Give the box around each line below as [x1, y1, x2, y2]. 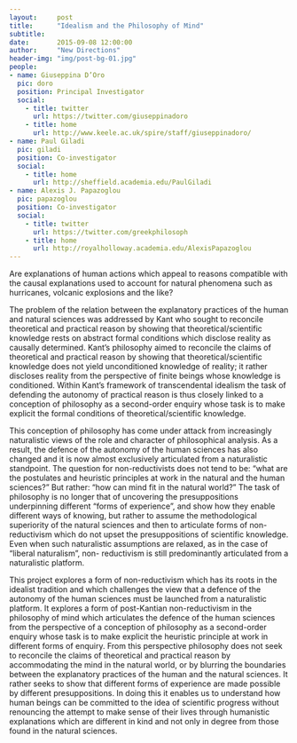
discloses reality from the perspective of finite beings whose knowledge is [9, 370, 281, 382]
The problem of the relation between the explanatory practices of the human [9, 304, 289, 315]
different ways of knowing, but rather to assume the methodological [9, 510, 257, 521]
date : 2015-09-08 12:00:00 [9, 37, 133, 47]
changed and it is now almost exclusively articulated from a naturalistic [9, 454, 269, 464]
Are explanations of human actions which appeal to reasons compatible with [9, 268, 288, 280]
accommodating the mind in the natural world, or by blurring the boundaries [9, 660, 286, 670]
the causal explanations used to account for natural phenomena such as [9, 278, 273, 289]
